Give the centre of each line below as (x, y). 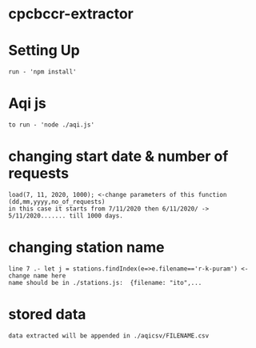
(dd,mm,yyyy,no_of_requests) (57, 202)
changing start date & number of (118, 156)
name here (50, 276)
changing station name (86, 248)
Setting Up (44, 51)
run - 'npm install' (43, 72)
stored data (47, 315)
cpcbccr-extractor (71, 14)
